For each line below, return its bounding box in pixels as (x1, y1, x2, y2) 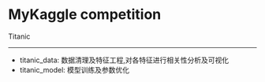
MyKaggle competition (8, 6, 162, 24)
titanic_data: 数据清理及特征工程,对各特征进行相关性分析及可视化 (19, 55, 230, 65)
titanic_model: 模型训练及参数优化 (19, 65, 130, 74)
